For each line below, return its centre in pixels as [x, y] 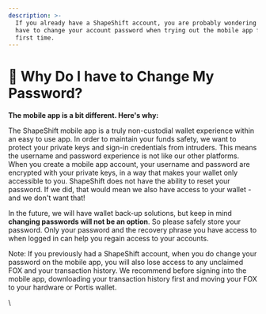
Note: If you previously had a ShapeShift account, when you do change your [133, 254]
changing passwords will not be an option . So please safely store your [125, 221]
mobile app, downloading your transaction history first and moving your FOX [133, 279]
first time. [35, 38]
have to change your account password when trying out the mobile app [134, 30]
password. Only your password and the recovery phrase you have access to [133, 230]
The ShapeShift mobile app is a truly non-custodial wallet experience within [131, 131]
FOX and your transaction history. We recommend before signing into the [127, 270]
